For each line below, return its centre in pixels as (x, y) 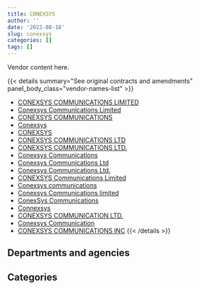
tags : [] (20, 47)
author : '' (23, 21)
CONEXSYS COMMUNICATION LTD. (70, 215)
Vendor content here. (38, 67)
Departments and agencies (68, 253)
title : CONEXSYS (31, 14)
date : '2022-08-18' (36, 27)
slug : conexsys (30, 34)
